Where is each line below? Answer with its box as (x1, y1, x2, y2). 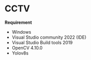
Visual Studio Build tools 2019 (11, 39, 73, 45)
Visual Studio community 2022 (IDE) (11, 34, 87, 40)
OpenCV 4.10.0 (11, 45, 43, 51)
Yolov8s (11, 50, 29, 56)
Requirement (4, 19, 32, 25)
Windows (11, 29, 31, 35)
